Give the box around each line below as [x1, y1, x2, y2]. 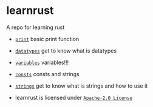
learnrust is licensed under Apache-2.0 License [15, 94, 132, 101]
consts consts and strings [15, 70, 80, 77]
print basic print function [15, 35, 80, 42]
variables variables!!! [15, 59, 69, 66]
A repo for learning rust [6, 24, 65, 31]
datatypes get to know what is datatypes [15, 47, 117, 54]
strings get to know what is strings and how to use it [15, 82, 148, 89]
